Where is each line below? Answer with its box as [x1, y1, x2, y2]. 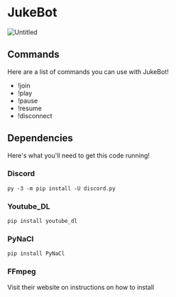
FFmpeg [7, 266, 37, 276]
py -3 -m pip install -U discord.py [7, 184, 116, 192]
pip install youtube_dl [7, 218, 78, 225]
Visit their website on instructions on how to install [7, 283, 155, 291]
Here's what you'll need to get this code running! [7, 151, 150, 160]
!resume [17, 104, 43, 113]
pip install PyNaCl [7, 250, 65, 257]
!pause [17, 96, 38, 105]
